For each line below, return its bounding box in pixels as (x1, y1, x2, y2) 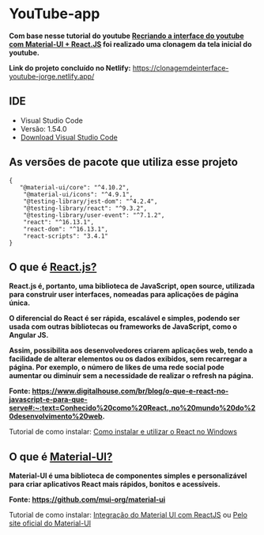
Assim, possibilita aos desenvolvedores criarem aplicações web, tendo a (9, 346, 254, 355)
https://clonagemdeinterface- (132, 63, 229, 72)
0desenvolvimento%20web (9, 411, 103, 421)
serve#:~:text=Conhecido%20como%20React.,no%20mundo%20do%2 (9, 403, 256, 413)
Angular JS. (9, 331, 49, 340)
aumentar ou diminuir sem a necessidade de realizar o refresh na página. (9, 371, 254, 380)
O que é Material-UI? (9, 449, 113, 464)
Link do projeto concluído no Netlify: (9, 63, 131, 72)
